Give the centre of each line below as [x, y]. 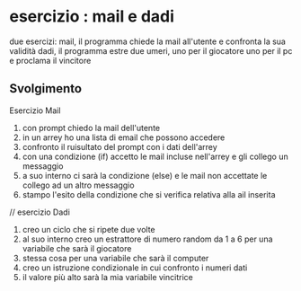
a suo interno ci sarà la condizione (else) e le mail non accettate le [145, 175]
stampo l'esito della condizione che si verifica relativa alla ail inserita [149, 194]
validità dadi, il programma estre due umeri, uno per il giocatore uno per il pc [151, 50]
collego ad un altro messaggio [78, 185]
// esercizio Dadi [40, 212]
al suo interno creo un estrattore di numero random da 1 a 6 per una [147, 239]
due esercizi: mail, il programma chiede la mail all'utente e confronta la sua [147, 41]
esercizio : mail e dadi [92, 17]
